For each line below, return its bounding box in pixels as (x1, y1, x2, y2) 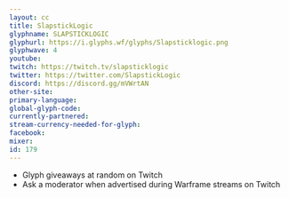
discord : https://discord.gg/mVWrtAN (9, 79, 149, 88)
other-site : (9, 87, 53, 96)
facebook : (9, 129, 46, 138)
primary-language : (9, 95, 77, 105)
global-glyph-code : (9, 104, 82, 113)
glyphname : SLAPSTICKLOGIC (9, 29, 109, 38)
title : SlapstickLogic (9, 21, 93, 30)
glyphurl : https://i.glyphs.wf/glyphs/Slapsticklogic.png (9, 37, 229, 47)
